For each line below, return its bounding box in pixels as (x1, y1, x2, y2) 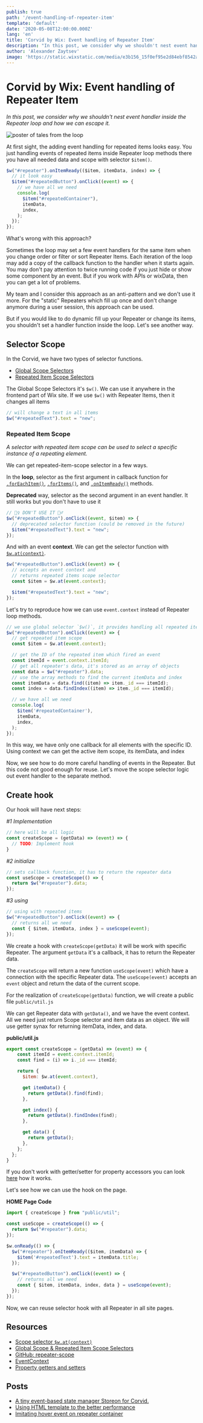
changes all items (6, 398, 50, 405)
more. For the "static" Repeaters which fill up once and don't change (6, 297, 177, 304)
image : (6, 54, 23, 60)
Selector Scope (6, 339, 65, 349)
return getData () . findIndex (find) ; (28, 1113, 118, 1119)
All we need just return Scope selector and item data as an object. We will (6, 1016, 190, 1023)
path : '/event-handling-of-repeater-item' (6, 15, 115, 21)
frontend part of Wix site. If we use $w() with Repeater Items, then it (6, 392, 175, 399)
